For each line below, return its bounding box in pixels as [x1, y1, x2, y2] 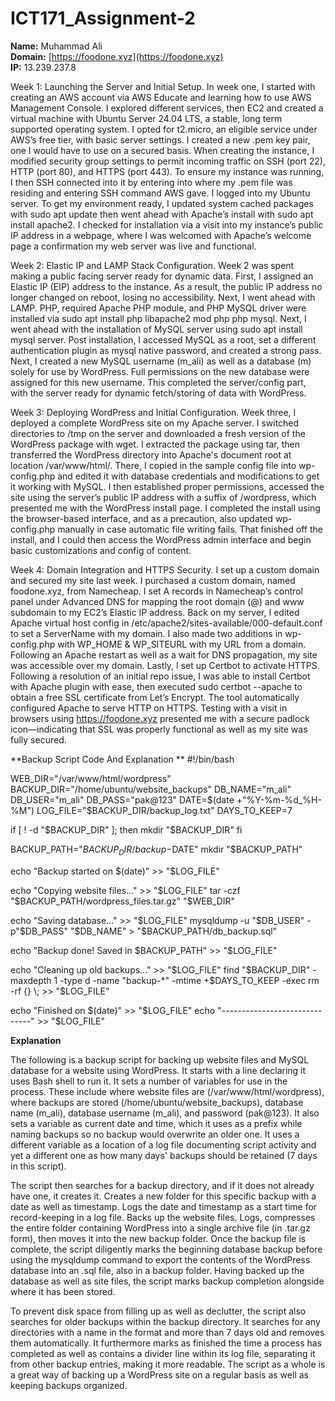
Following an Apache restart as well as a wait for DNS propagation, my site [10, 648, 318, 661]
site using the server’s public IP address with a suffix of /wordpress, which [10, 491, 317, 503]
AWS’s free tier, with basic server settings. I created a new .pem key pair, [10, 133, 311, 146]
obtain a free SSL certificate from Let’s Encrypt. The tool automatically [10, 691, 300, 703]
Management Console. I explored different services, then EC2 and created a [10, 102, 324, 114]
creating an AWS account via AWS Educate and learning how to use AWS [10, 91, 312, 103]
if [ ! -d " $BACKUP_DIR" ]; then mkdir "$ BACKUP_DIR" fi [10, 823, 243, 836]
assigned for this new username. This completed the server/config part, [10, 376, 307, 388]
